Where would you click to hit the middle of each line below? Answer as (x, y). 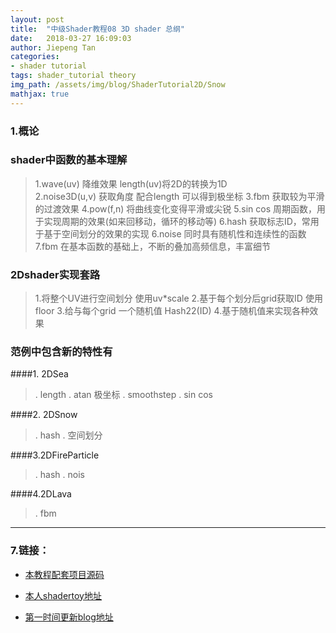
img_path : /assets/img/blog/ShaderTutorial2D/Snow (118, 85)
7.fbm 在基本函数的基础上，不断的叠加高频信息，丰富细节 (152, 246)
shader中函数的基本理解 (69, 160)
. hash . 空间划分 (68, 435)
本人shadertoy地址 (63, 595)
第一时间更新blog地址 (69, 617)
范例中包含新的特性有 (61, 352)
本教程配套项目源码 (64, 574)
